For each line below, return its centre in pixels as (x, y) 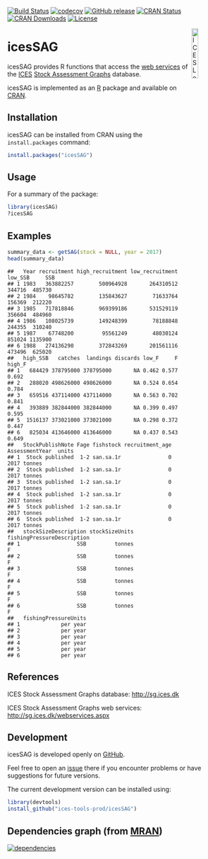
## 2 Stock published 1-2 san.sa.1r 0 (90, 469)
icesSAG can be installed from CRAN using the (75, 134)
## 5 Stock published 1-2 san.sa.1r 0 (90, 507)
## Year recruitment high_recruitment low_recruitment (93, 271)
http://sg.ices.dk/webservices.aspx (59, 715)
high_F (17, 364)
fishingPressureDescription (49, 538)
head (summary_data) (36, 258)
